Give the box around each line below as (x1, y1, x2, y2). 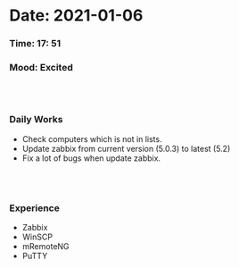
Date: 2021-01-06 (9, 5, 144, 26)
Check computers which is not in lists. (21, 133, 162, 144)
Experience (9, 202, 60, 214)
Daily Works (9, 113, 63, 126)
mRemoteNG (21, 241, 70, 251)
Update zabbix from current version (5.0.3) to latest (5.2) (21, 143, 231, 154)
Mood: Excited (9, 62, 74, 74)
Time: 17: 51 (9, 38, 61, 50)
